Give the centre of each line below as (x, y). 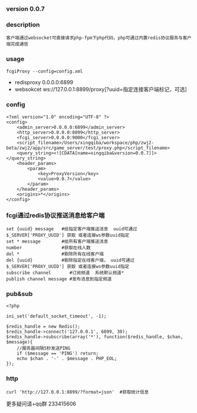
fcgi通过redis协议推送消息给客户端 (55, 215)
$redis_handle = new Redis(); (43, 327)
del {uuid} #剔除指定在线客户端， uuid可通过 (70, 260)
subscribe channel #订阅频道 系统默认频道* (65, 273)
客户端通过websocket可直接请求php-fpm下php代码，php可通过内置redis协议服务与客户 (99, 38)
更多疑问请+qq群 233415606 (41, 404)
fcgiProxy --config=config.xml (45, 71)
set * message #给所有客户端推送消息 (57, 242)
